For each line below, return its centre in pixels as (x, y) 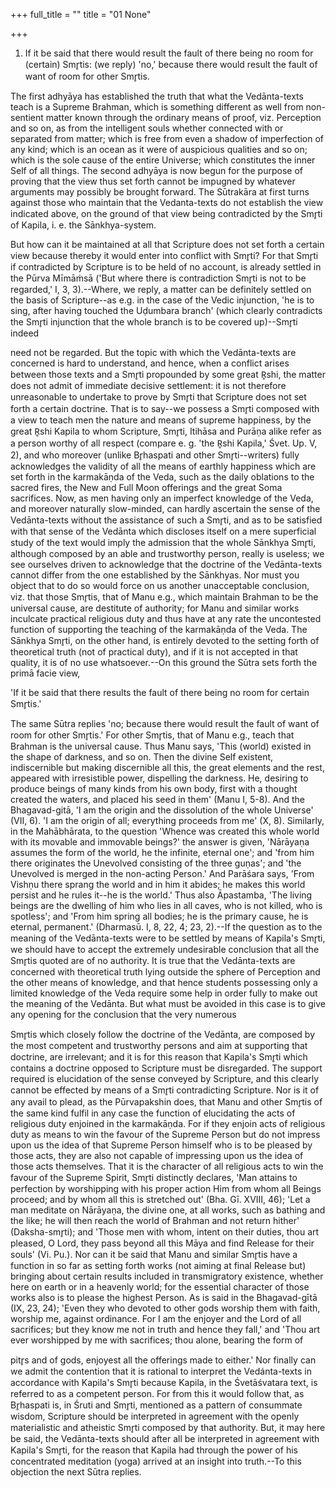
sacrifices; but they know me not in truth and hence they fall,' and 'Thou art (165, 1329)
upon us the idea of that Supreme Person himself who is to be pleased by (161, 1145)
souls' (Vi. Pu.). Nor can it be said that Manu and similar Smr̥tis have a (154, 1254)
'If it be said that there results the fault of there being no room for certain (160, 692)
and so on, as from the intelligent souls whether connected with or (147, 128)
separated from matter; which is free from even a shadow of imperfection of (167, 138)
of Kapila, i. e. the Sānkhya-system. (83, 225)
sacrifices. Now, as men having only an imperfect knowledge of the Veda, (162, 498)
